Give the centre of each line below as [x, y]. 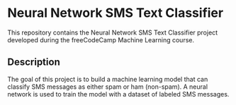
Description [34, 62]
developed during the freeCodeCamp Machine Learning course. [101, 39]
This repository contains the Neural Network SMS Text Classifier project [113, 32]
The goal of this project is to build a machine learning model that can [108, 79]
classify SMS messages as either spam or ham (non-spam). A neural [107, 87]
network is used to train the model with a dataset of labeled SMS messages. [118, 94]
